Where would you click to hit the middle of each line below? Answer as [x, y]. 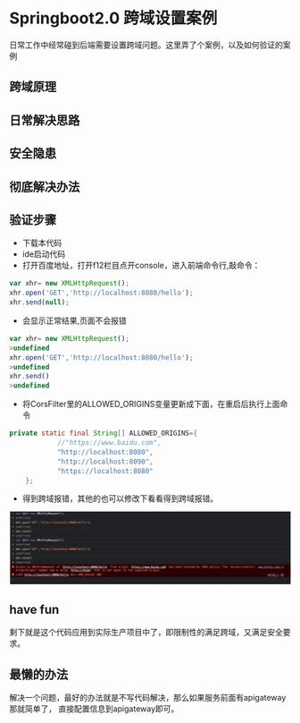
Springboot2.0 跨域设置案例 [113, 18]
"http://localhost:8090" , [105, 462]
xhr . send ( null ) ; [39, 302]
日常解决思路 [45, 120]
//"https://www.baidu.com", [109, 443]
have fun [34, 609]
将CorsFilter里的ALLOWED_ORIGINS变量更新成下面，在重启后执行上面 [151, 404]
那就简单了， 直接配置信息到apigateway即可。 [94, 709]
